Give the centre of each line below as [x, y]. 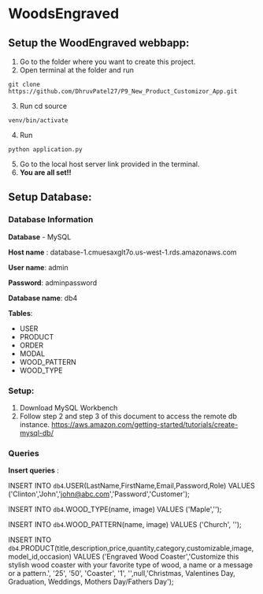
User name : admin [38, 267]
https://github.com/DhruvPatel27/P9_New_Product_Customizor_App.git [123, 91]
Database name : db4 [43, 298]
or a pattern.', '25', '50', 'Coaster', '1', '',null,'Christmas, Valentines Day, [122, 574]
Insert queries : [33, 470]
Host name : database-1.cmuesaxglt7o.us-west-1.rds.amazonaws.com [123, 252]
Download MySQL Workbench [69, 407]
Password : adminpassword [53, 282]
